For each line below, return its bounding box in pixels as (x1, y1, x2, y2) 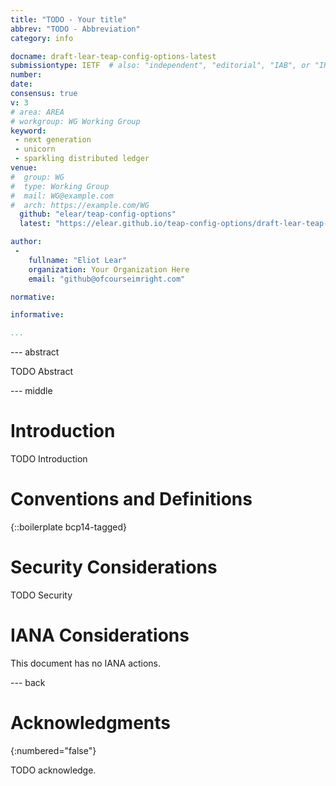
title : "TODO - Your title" (10, 14, 128, 25)
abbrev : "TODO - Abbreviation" (10, 24, 141, 34)
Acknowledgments (10, 712, 172, 735)
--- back (10, 676, 46, 688)
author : (10, 237, 43, 247)
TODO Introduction (10, 453, 88, 465)
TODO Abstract (10, 366, 73, 378)
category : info (10, 33, 74, 43)
